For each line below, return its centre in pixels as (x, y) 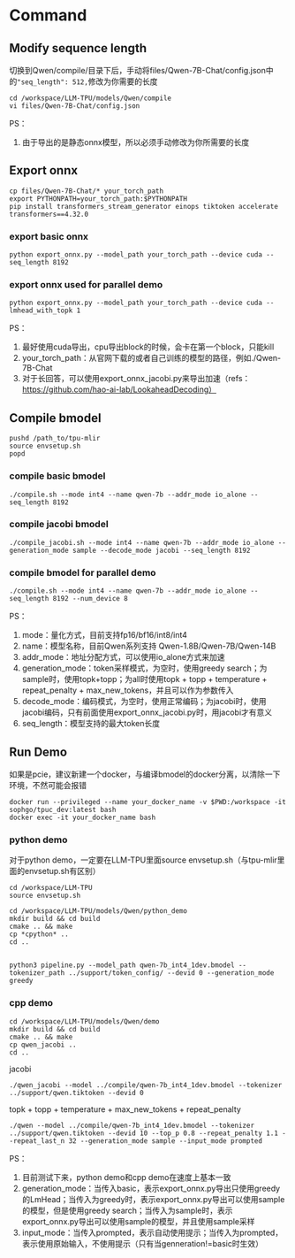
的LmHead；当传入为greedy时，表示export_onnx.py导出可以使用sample (153, 1199)
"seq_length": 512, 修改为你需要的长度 (87, 81)
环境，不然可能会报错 (48, 785)
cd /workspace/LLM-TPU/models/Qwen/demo (85, 1021)
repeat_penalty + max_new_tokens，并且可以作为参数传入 (128, 690)
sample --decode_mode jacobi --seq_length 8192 (161, 550)
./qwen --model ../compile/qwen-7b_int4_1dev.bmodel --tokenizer (132, 1125)
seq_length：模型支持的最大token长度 (91, 724)
